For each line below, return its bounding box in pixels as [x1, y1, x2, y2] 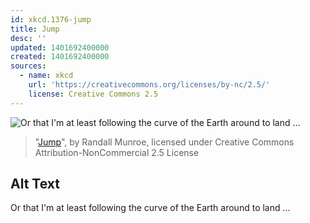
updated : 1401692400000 [10, 42, 110, 53]
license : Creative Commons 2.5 [28, 89, 159, 99]
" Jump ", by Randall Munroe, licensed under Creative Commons [34, 136, 295, 148]
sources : [10, 61, 47, 71]
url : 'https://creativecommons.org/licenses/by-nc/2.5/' [28, 80, 271, 90]
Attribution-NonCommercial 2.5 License [34, 146, 200, 158]
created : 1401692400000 [10, 52, 110, 62]
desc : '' [10, 33, 47, 43]
